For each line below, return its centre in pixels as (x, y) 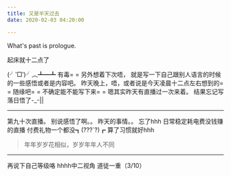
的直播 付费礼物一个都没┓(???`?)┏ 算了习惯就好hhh (81, 130)
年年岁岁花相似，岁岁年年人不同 (69, 144)
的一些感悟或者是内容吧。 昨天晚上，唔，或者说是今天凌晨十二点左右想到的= (115, 82)
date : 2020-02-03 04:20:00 (46, 20)
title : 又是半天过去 (33, 13)
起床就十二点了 (28, 60)
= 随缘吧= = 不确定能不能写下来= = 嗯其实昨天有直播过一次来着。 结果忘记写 (115, 91)
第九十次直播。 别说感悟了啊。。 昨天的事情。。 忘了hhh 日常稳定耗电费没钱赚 (115, 121)
